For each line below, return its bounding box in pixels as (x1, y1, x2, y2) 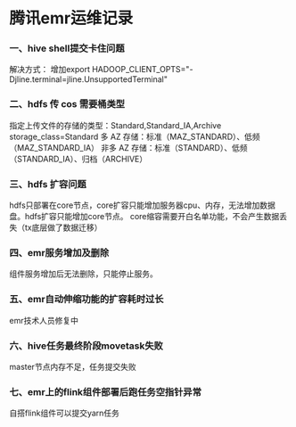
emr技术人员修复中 (9, 315, 78, 325)
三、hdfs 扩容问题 (9, 177, 86, 190)
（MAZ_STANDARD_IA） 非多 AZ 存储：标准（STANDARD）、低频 (9, 142, 248, 152)
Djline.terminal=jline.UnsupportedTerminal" (9, 74, 168, 85)
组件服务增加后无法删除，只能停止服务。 (9, 268, 158, 279)
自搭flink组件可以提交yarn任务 (9, 407, 120, 419)
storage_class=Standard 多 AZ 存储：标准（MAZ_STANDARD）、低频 (9, 131, 260, 142)
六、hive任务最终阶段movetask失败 (9, 340, 163, 352)
